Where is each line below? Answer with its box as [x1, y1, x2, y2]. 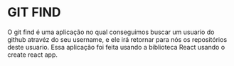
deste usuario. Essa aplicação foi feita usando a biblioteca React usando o [7, 43, 225, 51]
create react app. [7, 50, 58, 59]
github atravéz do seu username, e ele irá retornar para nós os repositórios [7, 35, 228, 43]
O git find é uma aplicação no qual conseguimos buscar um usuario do [7, 28, 215, 36]
